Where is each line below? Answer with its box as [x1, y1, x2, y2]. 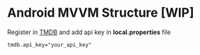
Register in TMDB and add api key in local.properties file [7, 28, 171, 36]
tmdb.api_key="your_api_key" [7, 41, 92, 48]
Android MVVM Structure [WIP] [7, 5, 194, 21]
